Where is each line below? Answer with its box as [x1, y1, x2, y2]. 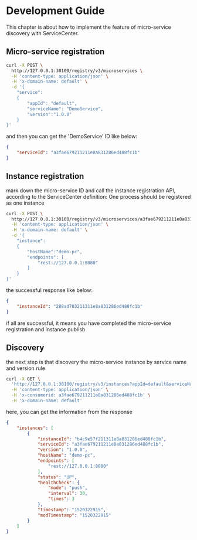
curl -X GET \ [6, 376, 41, 382]
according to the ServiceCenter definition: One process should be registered [6, 193, 191, 200]
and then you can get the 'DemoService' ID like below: [6, 133, 138, 140]
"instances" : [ [16, 425, 54, 431]
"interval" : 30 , [47, 491, 88, 497]
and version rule [6, 365, 46, 372]
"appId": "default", [27, 100, 77, 106]
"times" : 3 [47, 496, 75, 502]
